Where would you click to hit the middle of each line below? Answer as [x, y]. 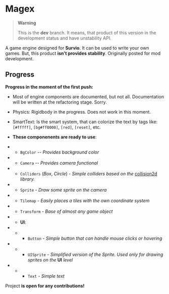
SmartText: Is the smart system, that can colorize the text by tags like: [85, 122]
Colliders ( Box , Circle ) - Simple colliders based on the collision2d [89, 173]
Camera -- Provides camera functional [59, 163]
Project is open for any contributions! [45, 286]
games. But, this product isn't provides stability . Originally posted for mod [83, 53]
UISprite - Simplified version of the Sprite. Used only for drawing [95, 254]
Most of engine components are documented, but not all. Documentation [88, 96]
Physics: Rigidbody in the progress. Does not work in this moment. [82, 112]
